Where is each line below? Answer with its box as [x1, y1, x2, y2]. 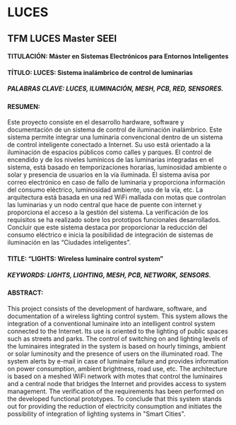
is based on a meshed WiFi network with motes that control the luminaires [7, 372, 223, 380]
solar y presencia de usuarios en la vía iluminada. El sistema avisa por [7, 170, 211, 179]
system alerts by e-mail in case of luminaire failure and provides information [7, 356, 229, 365]
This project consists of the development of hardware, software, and [7, 304, 207, 313]
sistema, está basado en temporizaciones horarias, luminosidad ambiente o [7, 163, 228, 172]
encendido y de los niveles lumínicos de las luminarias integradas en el [7, 156, 214, 164]
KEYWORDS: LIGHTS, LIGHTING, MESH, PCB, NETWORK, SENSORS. [7, 270, 211, 279]
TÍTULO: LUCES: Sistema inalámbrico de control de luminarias [7, 68, 193, 76]
